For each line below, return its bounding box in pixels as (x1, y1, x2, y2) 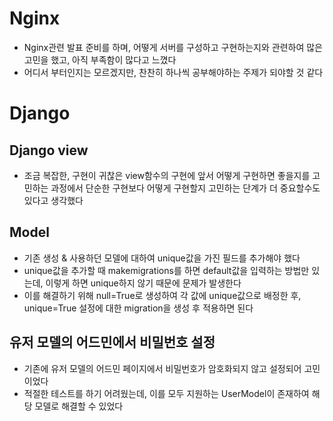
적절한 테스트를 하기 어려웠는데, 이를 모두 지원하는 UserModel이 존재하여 (23, 387, 310, 399)
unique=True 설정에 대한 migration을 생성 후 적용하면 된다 (23, 302, 254, 314)
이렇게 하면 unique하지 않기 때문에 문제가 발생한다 (45, 277, 242, 289)
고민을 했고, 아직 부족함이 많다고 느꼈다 (23, 53, 177, 66)
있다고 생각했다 (23, 194, 84, 206)
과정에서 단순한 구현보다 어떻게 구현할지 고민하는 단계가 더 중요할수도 (50, 182, 321, 194)
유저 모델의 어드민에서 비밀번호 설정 (9, 334, 216, 351)
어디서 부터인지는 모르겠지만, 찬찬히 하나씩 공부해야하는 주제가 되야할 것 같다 (23, 66, 324, 78)
